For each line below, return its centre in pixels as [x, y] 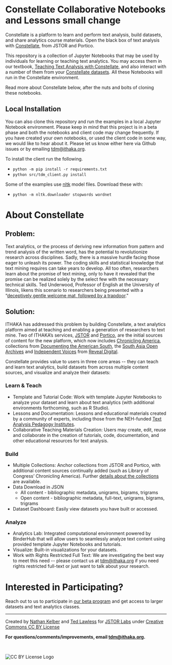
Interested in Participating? [64, 587]
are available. [27, 482]
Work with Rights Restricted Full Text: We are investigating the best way [88, 555]
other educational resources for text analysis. [60, 441]
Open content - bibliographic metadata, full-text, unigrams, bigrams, [92, 498]
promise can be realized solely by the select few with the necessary [77, 279]
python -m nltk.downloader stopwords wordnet [62, 195]
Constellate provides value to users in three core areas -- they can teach [82, 361]
